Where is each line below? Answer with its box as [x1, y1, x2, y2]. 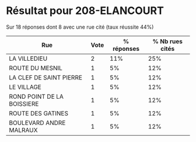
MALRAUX [9, 126, 38, 134]
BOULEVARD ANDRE [9, 119, 66, 127]
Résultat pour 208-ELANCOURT [6, 4, 164, 18]
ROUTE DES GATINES [9, 109, 69, 117]
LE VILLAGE [9, 83, 42, 91]
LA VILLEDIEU [9, 54, 48, 63]
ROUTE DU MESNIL [9, 64, 63, 72]
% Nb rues [152, 37, 183, 45]
